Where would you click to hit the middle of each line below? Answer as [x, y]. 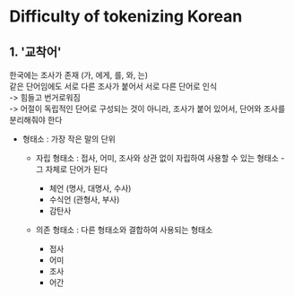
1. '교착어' [35, 52]
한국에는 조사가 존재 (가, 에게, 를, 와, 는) [79, 75]
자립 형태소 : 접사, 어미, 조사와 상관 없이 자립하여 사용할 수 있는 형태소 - [160, 158]
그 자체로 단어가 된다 [72, 169]
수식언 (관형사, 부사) [84, 200]
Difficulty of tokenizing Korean [126, 17]
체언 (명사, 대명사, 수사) [90, 188]
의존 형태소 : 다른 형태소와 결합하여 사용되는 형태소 [124, 230]
